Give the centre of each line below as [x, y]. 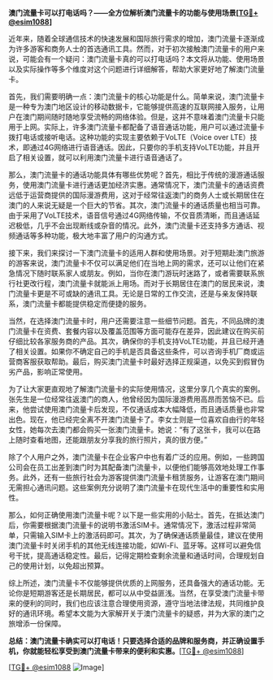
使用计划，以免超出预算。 [65, 565]
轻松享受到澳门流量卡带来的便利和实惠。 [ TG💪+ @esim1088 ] [144, 651]
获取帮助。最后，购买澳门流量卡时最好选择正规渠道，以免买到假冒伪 [150, 362]
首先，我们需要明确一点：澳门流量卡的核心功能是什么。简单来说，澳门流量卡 [136, 96]
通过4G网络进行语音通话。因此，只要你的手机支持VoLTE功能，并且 [141, 147]
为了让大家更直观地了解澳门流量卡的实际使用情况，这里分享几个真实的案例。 [136, 389]
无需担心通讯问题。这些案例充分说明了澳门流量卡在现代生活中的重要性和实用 [136, 487]
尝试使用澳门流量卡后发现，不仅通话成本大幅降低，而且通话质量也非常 [147, 409]
